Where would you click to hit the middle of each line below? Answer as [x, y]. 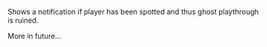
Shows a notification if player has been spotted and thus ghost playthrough [133, 12]
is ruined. [23, 20]
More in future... [34, 36]
